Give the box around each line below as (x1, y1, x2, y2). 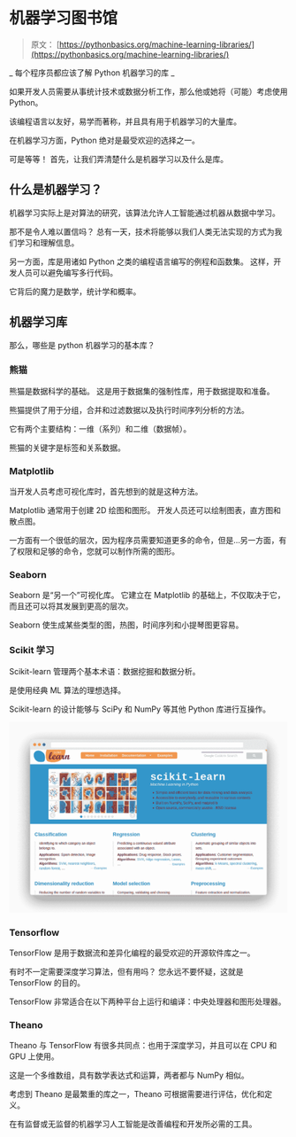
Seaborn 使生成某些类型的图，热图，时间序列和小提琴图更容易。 (9, 619, 244, 630)
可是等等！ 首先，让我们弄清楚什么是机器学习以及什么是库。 (9, 153, 228, 164)
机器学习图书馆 (9, 8, 118, 28)
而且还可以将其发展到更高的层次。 (9, 601, 133, 611)
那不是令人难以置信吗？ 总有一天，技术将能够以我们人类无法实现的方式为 (9, 226, 275, 237)
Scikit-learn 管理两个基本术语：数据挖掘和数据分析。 (9, 666, 201, 676)
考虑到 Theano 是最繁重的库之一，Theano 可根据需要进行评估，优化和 (9, 1089, 265, 1100)
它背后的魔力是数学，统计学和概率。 (9, 285, 141, 297)
